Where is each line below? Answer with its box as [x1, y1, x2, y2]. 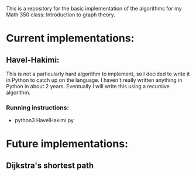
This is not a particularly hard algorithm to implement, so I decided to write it [6, 70, 190, 77]
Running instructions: [6, 103, 69, 112]
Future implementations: [6, 137, 129, 151]
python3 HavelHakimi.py [14, 117, 74, 124]
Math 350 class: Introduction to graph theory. [6, 11, 115, 18]
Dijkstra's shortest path [6, 160, 94, 170]
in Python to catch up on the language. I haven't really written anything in [6, 77, 183, 84]
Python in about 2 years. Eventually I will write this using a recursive [6, 83, 170, 89]
